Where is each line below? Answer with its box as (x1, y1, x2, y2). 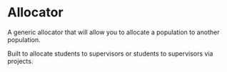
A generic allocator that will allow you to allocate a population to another (7, 28, 220, 36)
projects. (7, 56, 34, 65)
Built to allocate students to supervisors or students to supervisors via (7, 49, 213, 58)
